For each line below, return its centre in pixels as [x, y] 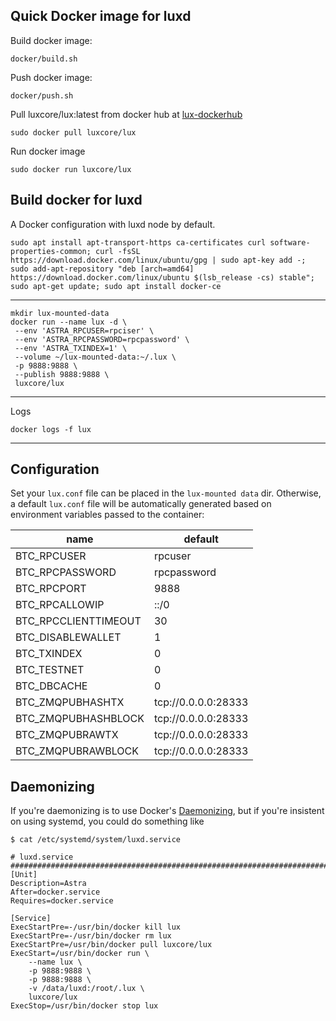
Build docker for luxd [76, 200]
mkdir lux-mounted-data [60, 313]
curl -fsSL [118, 251]
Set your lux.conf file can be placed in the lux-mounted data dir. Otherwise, [166, 493]
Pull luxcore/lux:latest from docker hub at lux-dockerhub [126, 114]
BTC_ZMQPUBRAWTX [67, 735]
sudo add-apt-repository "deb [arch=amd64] [102, 269]
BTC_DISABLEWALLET [68, 637]
